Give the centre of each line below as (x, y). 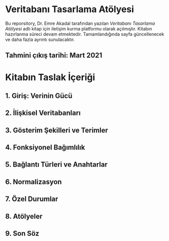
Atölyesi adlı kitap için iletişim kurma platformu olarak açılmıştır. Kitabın (79, 28)
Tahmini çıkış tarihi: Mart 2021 (54, 55)
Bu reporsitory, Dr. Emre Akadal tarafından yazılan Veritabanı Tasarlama (80, 23)
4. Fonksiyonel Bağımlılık (45, 148)
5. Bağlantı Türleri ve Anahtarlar (57, 165)
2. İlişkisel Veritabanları (43, 113)
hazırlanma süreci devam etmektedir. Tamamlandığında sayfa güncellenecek (85, 34)
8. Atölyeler (24, 216)
